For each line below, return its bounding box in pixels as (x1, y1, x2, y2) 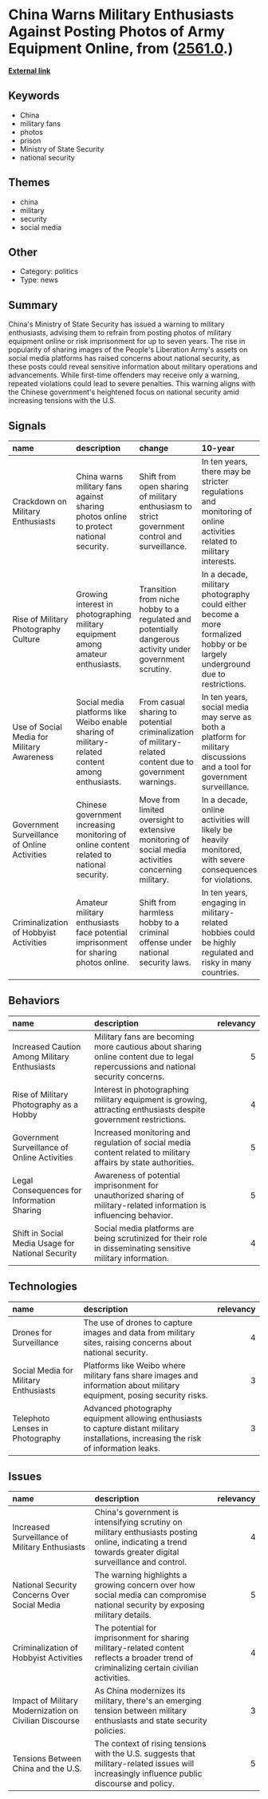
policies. (94, 1726, 126, 1737)
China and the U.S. (12, 1763, 82, 1774)
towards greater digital (94, 1547, 179, 1558)
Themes (8, 176, 50, 189)
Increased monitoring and (94, 1127, 191, 1138)
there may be (201, 466, 251, 476)
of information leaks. (83, 1442, 161, 1453)
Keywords (8, 89, 60, 103)
